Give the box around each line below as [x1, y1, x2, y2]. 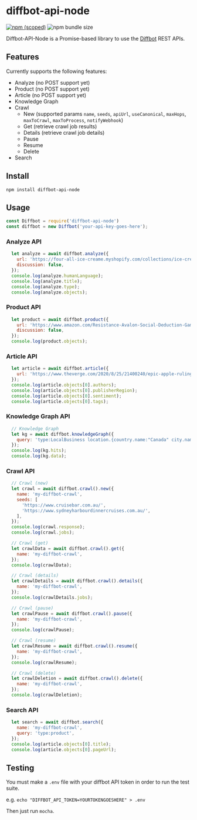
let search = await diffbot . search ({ [11, 719, 104, 725]
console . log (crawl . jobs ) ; [11, 529, 75, 536]
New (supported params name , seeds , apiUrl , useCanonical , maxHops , [23, 110, 186, 117]
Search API [6, 706, 39, 714]
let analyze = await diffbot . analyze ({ [11, 251, 109, 257]
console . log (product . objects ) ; [11, 338, 88, 345]
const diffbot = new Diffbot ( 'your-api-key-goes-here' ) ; [6, 224, 148, 230]
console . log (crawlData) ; [11, 562, 72, 568]
